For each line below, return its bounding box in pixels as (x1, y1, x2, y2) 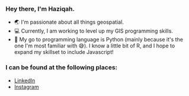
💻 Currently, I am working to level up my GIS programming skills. (14, 27, 173, 34)
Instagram (14, 83, 39, 90)
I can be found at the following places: (5, 63, 118, 72)
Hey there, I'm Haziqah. (5, 5, 75, 13)
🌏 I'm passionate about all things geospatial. (14, 18, 124, 25)
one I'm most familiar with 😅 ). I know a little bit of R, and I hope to (14, 42, 175, 49)
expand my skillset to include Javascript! (14, 49, 114, 56)
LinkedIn (14, 76, 36, 84)
